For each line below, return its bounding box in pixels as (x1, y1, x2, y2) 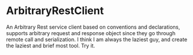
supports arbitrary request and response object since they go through (6, 29, 175, 36)
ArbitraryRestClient (6, 4, 104, 18)
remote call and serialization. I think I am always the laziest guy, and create (6, 36, 188, 43)
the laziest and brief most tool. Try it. (6, 42, 95, 49)
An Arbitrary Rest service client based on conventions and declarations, (6, 23, 181, 30)
